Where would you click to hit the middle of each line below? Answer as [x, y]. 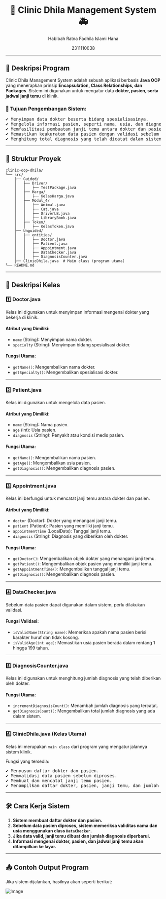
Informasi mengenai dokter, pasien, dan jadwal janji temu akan [78, 841]
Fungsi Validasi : [22, 621]
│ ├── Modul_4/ [32, 200]
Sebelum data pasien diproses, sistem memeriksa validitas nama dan [85, 825]
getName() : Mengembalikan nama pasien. [54, 457]
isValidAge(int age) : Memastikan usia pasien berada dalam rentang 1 [84, 642]
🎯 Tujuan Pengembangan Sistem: [46, 109]
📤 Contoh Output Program [47, 867]
